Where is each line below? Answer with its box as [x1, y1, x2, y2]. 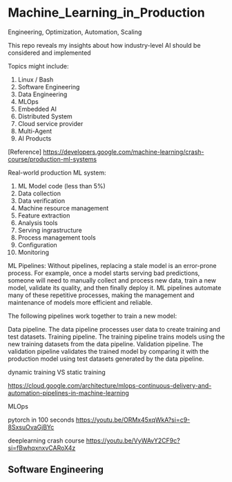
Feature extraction [17, 211, 70, 220]
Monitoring [17, 248, 49, 256]
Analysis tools [17, 218, 58, 226]
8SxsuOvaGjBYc [8, 422, 55, 431]
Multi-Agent [17, 127, 52, 135]
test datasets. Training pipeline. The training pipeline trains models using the [8, 332, 225, 341]
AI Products [17, 134, 52, 143]
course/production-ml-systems [8, 154, 97, 163]
